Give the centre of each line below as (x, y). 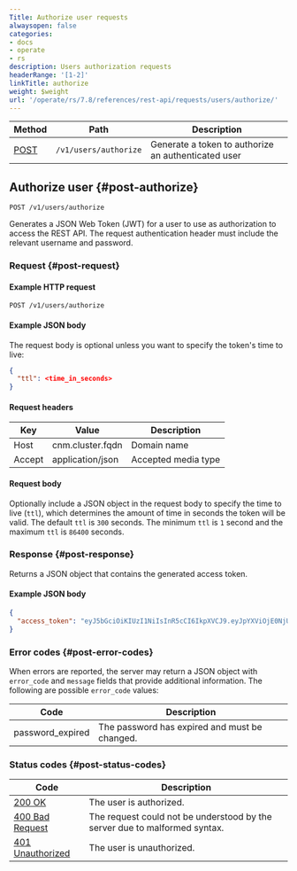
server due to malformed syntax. (156, 828)
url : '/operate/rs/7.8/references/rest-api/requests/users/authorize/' (144, 100)
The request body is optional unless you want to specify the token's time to (146, 345)
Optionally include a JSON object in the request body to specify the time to (145, 503)
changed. (118, 738)
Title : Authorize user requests (69, 17)
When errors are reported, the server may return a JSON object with (133, 671)
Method (30, 129)
